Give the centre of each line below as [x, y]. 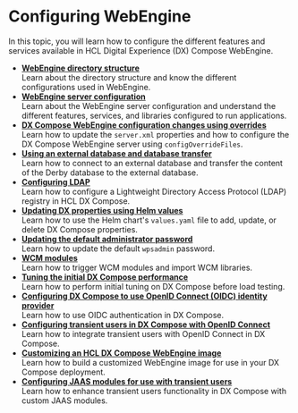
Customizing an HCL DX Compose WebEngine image [121, 353]
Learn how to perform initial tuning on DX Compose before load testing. [153, 286]
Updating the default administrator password [107, 239]
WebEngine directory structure [80, 68]
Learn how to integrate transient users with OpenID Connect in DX [143, 333]
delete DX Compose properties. [79, 229]
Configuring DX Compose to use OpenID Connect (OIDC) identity [144, 296]
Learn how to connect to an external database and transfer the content [152, 163]
